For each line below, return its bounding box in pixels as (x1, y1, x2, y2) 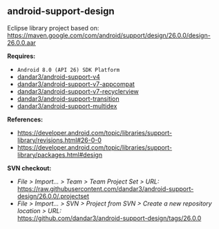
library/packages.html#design (17, 150, 102, 159)
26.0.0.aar (7, 38, 37, 47)
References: (7, 115, 44, 123)
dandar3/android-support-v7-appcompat (17, 79, 135, 88)
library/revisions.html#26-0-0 (17, 136, 102, 144)
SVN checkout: (7, 163, 52, 172)
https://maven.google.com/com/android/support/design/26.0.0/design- (7, 31, 211, 39)
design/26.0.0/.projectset (17, 192, 90, 200)
